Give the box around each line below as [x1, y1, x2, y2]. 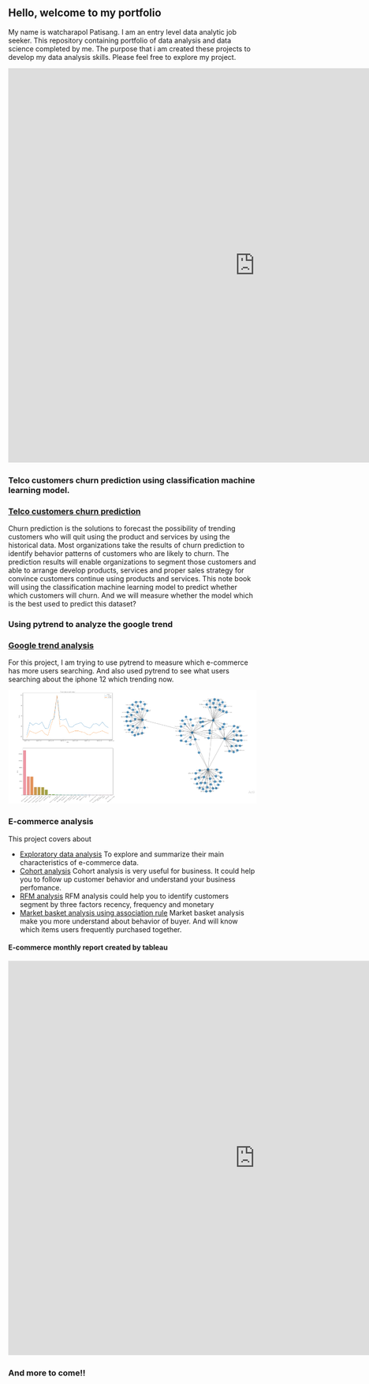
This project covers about [8, 834, 92, 843]
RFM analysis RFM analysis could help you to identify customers [19, 891, 229, 901]
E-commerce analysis [8, 816, 94, 827]
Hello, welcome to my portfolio [8, 6, 162, 20]
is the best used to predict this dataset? [8, 599, 136, 609]
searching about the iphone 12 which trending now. [8, 674, 174, 685]
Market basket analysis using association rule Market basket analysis [19, 908, 244, 917]
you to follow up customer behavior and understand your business [19, 875, 236, 884]
